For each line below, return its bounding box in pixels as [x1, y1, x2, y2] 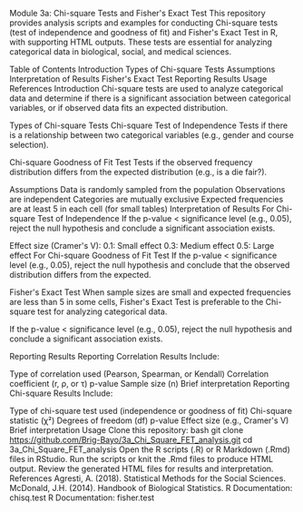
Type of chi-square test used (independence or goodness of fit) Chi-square [9, 406, 293, 416]
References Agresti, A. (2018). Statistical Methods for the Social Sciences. [9, 473, 286, 484]
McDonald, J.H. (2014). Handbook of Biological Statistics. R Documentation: [9, 483, 293, 493]
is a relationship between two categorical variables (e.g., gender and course [9, 130, 295, 140]
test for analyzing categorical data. [37, 306, 168, 317]
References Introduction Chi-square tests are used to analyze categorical [9, 84, 284, 94]
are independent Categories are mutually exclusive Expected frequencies [9, 194, 284, 204]
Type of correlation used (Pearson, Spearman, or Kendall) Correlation [9, 369, 269, 379]
